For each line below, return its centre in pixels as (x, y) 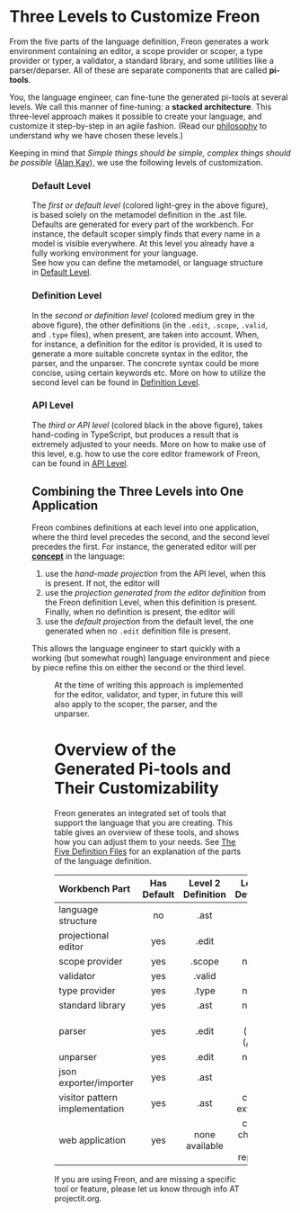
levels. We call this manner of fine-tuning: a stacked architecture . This (141, 106)
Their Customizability (137, 788)
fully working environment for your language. (115, 253)
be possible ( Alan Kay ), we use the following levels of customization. (136, 162)
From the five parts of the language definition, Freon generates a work (139, 41)
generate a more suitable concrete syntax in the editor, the (140, 354)
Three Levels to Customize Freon (135, 17)
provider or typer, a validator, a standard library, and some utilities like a (141, 60)
